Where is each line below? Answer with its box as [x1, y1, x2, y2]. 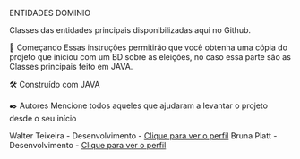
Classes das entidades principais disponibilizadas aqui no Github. [9, 25, 252, 35]
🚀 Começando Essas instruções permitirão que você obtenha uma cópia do [9, 42, 288, 53]
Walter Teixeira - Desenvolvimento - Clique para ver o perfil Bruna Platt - [9, 130, 278, 141]
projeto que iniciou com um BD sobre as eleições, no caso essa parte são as [9, 52, 291, 62]
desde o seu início [9, 113, 77, 123]
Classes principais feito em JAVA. [9, 62, 133, 71]
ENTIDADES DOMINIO [9, 8, 91, 18]
